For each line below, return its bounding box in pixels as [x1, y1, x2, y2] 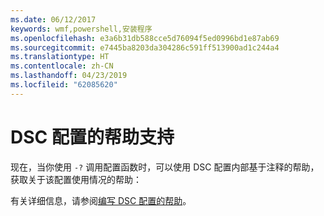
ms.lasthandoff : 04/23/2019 [10, 71, 128, 81]
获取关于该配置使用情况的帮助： [10, 173, 142, 185]
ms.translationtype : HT [10, 52, 110, 62]
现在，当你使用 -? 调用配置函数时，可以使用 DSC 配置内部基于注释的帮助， [10, 161, 320, 173]
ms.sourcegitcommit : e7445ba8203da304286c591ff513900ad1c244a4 [10, 42, 280, 53]
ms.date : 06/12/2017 [10, 14, 97, 25]
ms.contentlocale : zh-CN [10, 61, 114, 71]
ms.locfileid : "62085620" [10, 80, 118, 90]
